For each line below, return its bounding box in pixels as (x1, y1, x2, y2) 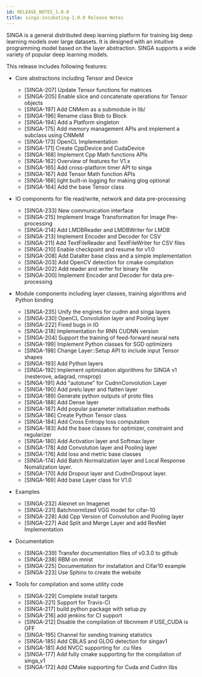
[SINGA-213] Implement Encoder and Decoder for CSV (24, 233, 161, 240)
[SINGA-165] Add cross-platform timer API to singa (24, 164, 152, 171)
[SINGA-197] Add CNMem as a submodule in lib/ (24, 105, 146, 113)
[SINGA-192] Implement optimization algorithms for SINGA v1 (24, 366, 178, 373)
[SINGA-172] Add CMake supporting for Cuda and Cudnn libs (24, 663, 178, 670)
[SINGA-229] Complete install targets (24, 592, 118, 600)
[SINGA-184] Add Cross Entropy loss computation (24, 418, 150, 425)
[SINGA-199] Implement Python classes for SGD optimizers (24, 340, 172, 348)
